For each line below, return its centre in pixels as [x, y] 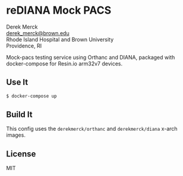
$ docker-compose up [32, 96]
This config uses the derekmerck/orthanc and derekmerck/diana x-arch [92, 129]
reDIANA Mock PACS [59, 10]
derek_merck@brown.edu [38, 33]
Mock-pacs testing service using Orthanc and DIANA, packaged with [91, 57]
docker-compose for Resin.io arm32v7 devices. [64, 64]
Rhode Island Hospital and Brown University [60, 39]
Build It [19, 114]
